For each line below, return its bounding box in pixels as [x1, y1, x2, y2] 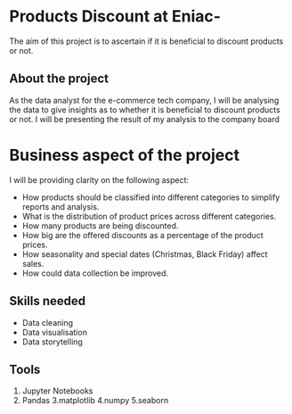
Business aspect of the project [9, 145, 240, 165]
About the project [9, 71, 109, 87]
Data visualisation [21, 327, 87, 337]
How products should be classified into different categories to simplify [21, 192, 280, 203]
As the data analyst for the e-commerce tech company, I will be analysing [9, 95, 280, 105]
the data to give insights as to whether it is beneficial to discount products [9, 104, 280, 115]
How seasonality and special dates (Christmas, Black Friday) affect [21, 248, 269, 260]
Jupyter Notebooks [21, 385, 93, 396]
